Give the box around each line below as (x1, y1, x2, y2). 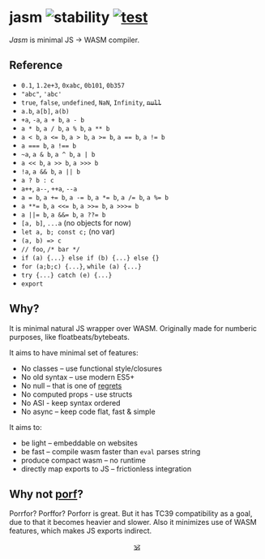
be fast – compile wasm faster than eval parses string (20, 446, 201, 456)
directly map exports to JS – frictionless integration (20, 463, 192, 474)
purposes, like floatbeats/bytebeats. (9, 332, 130, 342)
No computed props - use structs (20, 389, 133, 399)
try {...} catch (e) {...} (20, 271, 113, 279)
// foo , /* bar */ (20, 243, 80, 253)
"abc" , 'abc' (20, 88, 62, 98)
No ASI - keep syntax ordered (20, 398, 121, 407)
